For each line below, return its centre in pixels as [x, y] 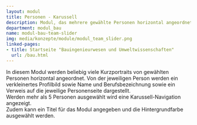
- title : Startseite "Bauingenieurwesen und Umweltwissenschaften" [90, 50]
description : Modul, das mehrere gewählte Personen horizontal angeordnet [99, 22]
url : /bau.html [30, 55]
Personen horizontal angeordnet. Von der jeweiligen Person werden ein [92, 78]
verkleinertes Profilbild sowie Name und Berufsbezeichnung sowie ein [91, 84]
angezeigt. [19, 103]
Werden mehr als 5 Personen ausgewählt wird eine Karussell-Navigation [94, 97]
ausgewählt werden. [31, 116]
